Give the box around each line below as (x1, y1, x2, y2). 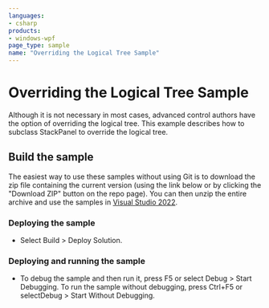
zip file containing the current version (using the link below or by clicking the (8, 180, 262, 189)
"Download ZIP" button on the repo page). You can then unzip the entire (8, 188, 247, 198)
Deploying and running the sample (8, 255, 146, 266)
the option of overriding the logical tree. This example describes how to (8, 118, 245, 128)
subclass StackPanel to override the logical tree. (8, 127, 169, 136)
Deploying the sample (8, 217, 96, 229)
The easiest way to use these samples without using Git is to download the (8, 172, 255, 181)
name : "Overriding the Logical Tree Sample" (8, 49, 160, 57)
